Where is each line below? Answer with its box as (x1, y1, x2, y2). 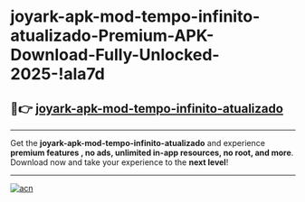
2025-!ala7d (10, 64, 105, 85)
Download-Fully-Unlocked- (10, 45, 220, 65)
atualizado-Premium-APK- (10, 25, 214, 46)
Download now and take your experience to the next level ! (10, 157, 229, 168)
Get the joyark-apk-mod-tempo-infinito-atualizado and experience (10, 138, 266, 148)
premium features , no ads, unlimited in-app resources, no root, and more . (10, 147, 294, 158)
